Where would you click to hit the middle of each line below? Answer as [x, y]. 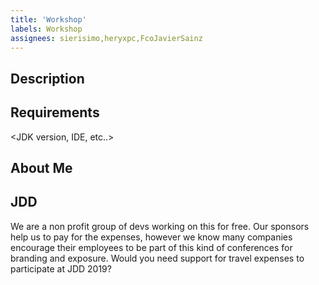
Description [47, 78]
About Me [41, 167]
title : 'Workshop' [48, 19]
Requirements [55, 112]
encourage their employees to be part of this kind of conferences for [151, 247]
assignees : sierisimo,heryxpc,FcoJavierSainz [106, 38]
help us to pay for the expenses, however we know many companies [151, 237]
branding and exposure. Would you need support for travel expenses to [157, 258]
